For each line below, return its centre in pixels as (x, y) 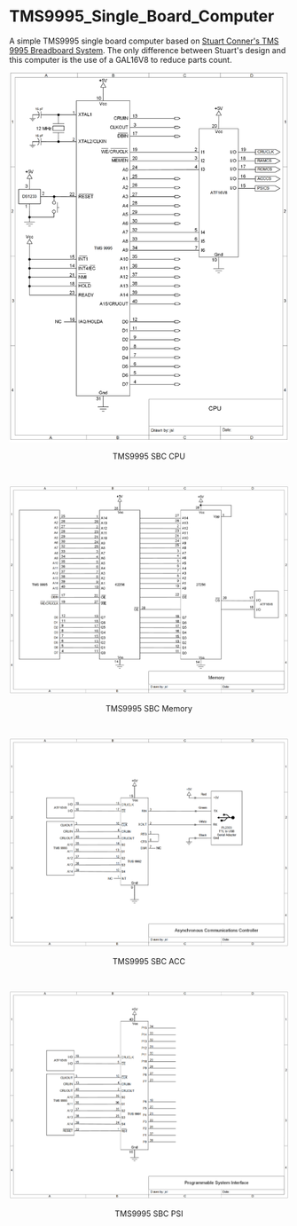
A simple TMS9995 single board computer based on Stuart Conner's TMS (144, 41)
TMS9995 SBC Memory (149, 709)
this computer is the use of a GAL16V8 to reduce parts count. (121, 59)
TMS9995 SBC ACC (149, 961)
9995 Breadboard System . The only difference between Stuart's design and (148, 50)
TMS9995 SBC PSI (149, 1214)
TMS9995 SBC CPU (149, 456)
